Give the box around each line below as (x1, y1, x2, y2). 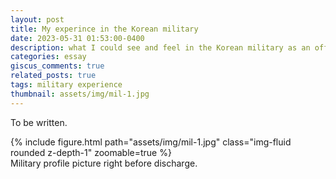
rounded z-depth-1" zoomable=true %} (10, 146, 172, 158)
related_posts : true (10, 71, 97, 81)
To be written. (10, 116, 68, 128)
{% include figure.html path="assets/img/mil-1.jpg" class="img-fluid (10, 136, 292, 148)
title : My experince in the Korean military (10, 24, 199, 34)
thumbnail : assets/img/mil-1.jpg (10, 89, 150, 99)
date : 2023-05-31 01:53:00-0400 (10, 33, 145, 43)
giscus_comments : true (10, 61, 105, 71)
